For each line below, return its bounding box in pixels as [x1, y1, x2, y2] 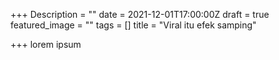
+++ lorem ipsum [10, 39, 82, 50]
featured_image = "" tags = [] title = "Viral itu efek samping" [10, 19, 257, 31]
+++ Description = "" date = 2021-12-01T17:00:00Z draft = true [10, 9, 270, 20]
